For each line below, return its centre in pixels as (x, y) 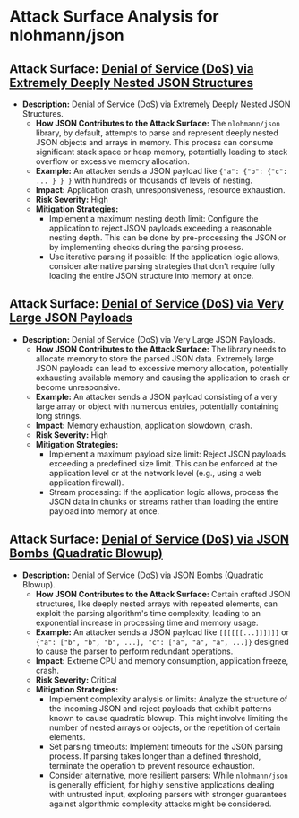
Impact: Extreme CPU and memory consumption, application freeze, (162, 660)
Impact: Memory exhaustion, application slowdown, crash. (144, 425)
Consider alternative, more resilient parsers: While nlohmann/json (168, 775)
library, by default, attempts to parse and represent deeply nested (157, 133)
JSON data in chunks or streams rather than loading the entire (163, 501)
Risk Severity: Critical (77, 680)
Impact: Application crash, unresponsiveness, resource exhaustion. (160, 190)
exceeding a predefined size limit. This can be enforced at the (163, 463)
